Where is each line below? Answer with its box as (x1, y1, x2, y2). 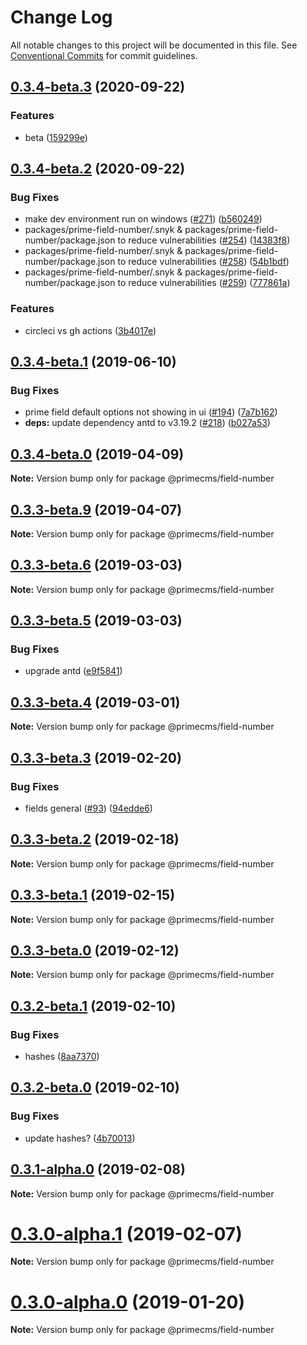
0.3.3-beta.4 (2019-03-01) (10, 694, 181, 711)
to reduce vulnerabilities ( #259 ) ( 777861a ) (117, 277, 291, 289)
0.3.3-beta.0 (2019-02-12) (10, 942, 180, 959)
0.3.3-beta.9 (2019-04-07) (10, 501, 183, 518)
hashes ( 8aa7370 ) (24, 1051, 100, 1063)
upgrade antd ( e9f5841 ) (24, 665, 123, 677)
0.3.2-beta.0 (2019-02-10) (10, 1079, 180, 1096)
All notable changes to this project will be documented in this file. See (10, 39, 298, 51)
